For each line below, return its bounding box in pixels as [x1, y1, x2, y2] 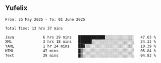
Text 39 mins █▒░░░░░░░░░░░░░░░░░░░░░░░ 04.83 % [5, 53, 156, 58]
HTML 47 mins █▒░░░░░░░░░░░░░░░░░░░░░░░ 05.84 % [5, 49, 156, 54]
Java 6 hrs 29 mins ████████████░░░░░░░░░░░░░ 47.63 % [5, 34, 156, 40]
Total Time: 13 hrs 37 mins [5, 26, 63, 31]
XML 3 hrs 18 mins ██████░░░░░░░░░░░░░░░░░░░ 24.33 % [5, 39, 156, 44]
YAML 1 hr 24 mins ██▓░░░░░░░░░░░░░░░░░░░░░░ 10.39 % [5, 44, 156, 49]
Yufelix [5, 4, 28, 12]
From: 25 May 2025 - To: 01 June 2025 [5, 17, 85, 22]
